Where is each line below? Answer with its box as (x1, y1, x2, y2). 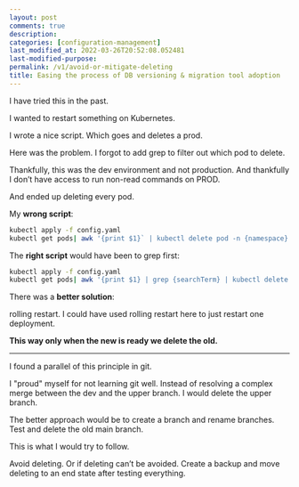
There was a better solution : (9, 291, 115, 303)
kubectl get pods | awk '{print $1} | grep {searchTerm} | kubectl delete (9, 275, 289, 285)
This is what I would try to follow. (9, 442, 130, 452)
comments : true (9, 21, 66, 30)
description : (9, 29, 58, 38)
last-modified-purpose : (9, 54, 98, 63)
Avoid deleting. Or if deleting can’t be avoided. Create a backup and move (9, 459, 280, 469)
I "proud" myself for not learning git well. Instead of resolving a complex (9, 378, 273, 389)
